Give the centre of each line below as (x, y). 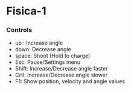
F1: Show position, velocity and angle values (70, 81)
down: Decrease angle (43, 49)
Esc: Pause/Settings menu (48, 62)
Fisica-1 (26, 11)
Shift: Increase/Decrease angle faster (61, 69)
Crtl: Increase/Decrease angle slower (61, 75)
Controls (19, 30)
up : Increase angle (39, 43)
